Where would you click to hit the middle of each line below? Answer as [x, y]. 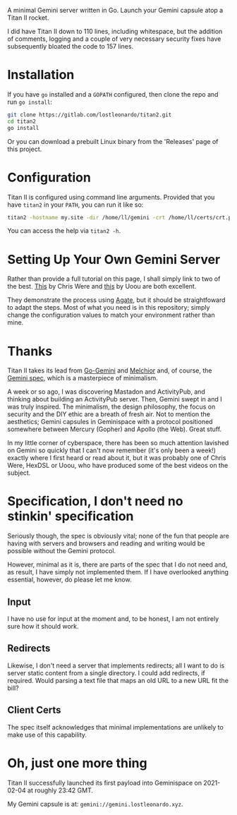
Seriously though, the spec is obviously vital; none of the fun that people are [118, 536]
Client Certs [34, 710]
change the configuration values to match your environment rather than [111, 315]
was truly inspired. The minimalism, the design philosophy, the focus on [111, 407]
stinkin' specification [71, 516]
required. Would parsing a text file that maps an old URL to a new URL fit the [118, 680]
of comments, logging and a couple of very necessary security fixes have [114, 39]
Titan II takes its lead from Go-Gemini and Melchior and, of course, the [110, 370]
